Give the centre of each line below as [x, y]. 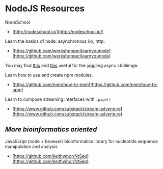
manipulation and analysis [31, 146]
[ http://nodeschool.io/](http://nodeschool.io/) [58, 31]
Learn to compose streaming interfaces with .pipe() [58, 99]
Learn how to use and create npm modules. [49, 75]
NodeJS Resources [45, 9]
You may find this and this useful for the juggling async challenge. [72, 65]
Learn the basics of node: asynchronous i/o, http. [55, 41]
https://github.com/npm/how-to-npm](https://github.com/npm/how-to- [86, 84]
